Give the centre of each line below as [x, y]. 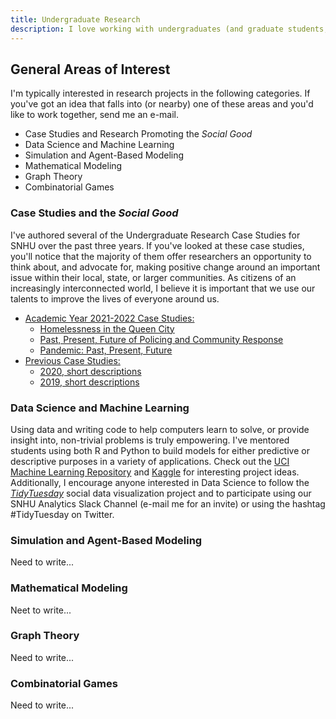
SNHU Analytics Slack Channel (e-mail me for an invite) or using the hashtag [168, 503]
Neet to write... [41, 610]
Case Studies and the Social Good [94, 213]
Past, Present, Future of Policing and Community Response [161, 339]
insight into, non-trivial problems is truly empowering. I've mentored [150, 440]
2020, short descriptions [90, 371]
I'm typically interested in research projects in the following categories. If [160, 93]
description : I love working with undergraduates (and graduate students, [169, 29]
